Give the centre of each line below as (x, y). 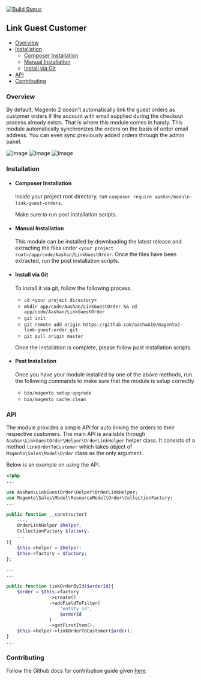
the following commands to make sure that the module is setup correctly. (105, 381)
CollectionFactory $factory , (53, 531)
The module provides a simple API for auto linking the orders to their (91, 427)
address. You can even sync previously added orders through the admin (95, 135)
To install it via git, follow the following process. (73, 288)
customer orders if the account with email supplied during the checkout (95, 116)
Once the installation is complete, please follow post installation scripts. (103, 347)
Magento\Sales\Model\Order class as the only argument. (75, 453)
